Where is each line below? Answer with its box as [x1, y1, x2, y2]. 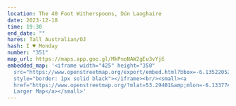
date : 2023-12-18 [7, 17, 58, 24]
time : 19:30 [7, 23, 42, 30]
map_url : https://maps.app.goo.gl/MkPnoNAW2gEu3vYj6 [7, 56, 165, 63]
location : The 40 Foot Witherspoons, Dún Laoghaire [7, 10, 162, 17]
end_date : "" [7, 29, 46, 37]
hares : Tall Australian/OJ [7, 36, 86, 43]
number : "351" [7, 50, 49, 56]
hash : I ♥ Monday [7, 43, 58, 50]
